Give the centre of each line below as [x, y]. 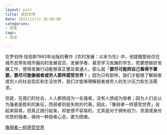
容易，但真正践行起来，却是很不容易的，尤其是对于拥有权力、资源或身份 [88, 110]
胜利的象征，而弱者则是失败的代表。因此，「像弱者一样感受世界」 [89, 104]
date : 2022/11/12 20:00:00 [33, 19]
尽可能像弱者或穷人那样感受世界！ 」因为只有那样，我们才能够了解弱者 [90, 75]
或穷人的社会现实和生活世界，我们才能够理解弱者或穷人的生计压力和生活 [79, 81]
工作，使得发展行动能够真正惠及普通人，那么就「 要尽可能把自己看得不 [81, 69]
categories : [17, 24]
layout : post [19, 10]
